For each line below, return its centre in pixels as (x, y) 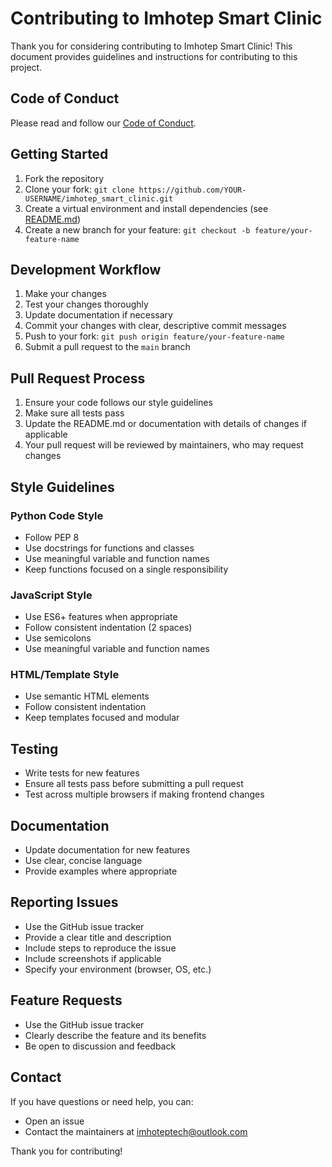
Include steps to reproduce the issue (100, 948)
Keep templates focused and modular (102, 718)
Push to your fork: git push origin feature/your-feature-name (154, 336)
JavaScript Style (51, 595)
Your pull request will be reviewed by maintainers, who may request (164, 445)
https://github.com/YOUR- (192, 190)
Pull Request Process (78, 378)
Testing (34, 748)
